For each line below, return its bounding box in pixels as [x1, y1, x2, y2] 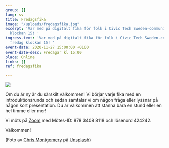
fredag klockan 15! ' [10, 40, 55, 45]
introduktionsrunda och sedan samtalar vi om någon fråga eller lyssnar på [5, 97, 158, 103]
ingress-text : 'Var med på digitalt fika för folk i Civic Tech [5, 36, 143, 41]
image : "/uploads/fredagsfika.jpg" [5, 21, 80, 27]
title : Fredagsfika [5, 17, 46, 22]
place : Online [5, 54, 35, 60]
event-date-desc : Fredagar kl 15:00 [5, 50, 82, 55]
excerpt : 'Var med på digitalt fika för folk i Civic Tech [5, 26, 132, 31]
